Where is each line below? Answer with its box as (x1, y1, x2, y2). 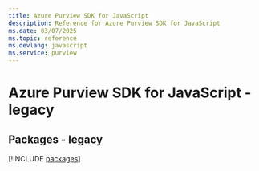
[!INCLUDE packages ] (8, 154, 81, 163)
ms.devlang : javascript (8, 42, 88, 50)
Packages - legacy (8, 132, 103, 146)
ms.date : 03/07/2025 (8, 26, 78, 35)
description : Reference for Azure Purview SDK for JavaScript (8, 19, 221, 27)
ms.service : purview (8, 49, 78, 57)
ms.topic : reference (8, 34, 78, 43)
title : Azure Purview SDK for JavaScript (8, 11, 149, 20)
